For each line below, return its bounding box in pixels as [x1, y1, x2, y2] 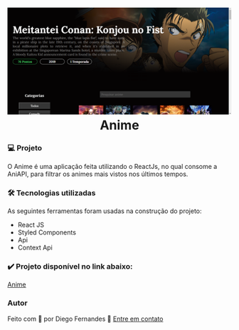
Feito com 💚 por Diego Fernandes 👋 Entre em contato [7, 314, 164, 323]
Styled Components [17, 228, 77, 237]
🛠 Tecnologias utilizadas [7, 187, 96, 197]
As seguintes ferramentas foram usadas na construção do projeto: [7, 207, 202, 215]
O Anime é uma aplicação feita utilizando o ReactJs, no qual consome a [7, 162, 218, 170]
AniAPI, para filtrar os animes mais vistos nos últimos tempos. [7, 170, 188, 178]
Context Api [17, 243, 53, 252]
